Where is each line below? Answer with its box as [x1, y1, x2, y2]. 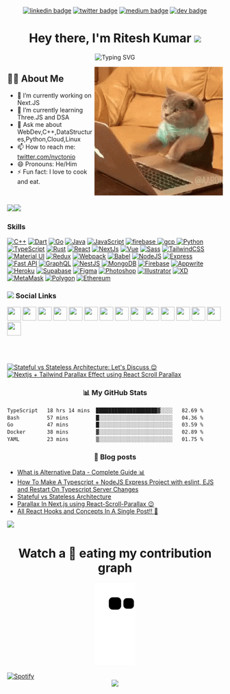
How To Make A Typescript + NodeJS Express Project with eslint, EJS [16, 478, 214, 486]
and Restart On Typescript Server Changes [16, 486, 139, 494]
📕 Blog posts [93, 452, 137, 462]
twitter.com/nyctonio [16, 152, 76, 160]
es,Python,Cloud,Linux [16, 134, 81, 143]
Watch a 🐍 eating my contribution [18, 545, 212, 561]
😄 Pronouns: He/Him [16, 160, 77, 168]
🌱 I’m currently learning [16, 106, 84, 114]
